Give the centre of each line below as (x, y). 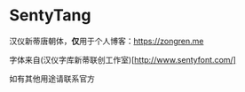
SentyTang (50, 15)
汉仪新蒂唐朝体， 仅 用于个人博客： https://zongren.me (107, 41)
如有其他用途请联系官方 (52, 78)
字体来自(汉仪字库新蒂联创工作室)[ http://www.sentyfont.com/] (123, 59)
